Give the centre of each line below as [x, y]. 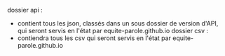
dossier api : [25, 10]
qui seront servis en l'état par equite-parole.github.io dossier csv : [113, 31]
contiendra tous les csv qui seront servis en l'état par [94, 38]
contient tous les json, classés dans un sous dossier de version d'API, [118, 23]
